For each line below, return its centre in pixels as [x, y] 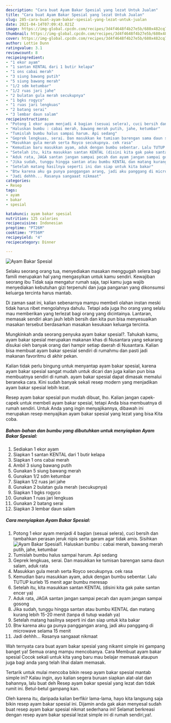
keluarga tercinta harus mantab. [39, 293]
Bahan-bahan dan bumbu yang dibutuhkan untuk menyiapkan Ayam [80, 431]
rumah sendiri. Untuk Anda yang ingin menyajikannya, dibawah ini [75, 408]
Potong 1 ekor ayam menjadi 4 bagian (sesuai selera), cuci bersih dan [86, 533]
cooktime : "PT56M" [25, 233]
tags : [11, 190]
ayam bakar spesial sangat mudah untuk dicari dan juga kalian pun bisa [80, 371]
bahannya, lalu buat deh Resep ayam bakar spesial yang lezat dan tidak [80, 683]
